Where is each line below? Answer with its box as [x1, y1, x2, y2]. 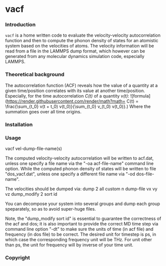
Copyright [5, 254, 30, 261]
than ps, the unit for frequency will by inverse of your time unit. [5, 242, 134, 248]
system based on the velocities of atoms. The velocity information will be [5, 43, 155, 49]
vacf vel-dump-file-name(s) [5, 146, 62, 152]
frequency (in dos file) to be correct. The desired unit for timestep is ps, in [5, 231, 156, 237]
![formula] [130, 93, 151, 99]
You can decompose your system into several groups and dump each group [5, 201, 160, 207]
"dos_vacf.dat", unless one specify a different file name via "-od [5, 171, 135, 177]
